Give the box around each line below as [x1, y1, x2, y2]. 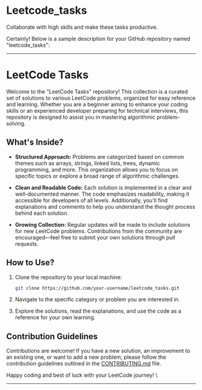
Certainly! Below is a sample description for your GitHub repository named [6, 35, 191, 42]
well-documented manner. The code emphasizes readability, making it [14, 190, 189, 197]
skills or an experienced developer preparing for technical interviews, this [6, 107, 188, 114]
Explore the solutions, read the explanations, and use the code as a [14, 307, 182, 315]
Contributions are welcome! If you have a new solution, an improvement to [6, 347, 191, 355]
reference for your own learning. [14, 314, 96, 321]
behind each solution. [14, 209, 69, 217]
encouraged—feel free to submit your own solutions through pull [14, 233, 176, 241]
